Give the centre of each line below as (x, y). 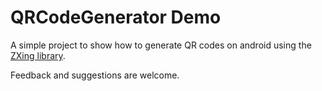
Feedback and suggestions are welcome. (95, 75)
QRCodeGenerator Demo (116, 17)
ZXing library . (38, 55)
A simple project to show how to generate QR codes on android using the (161, 45)
